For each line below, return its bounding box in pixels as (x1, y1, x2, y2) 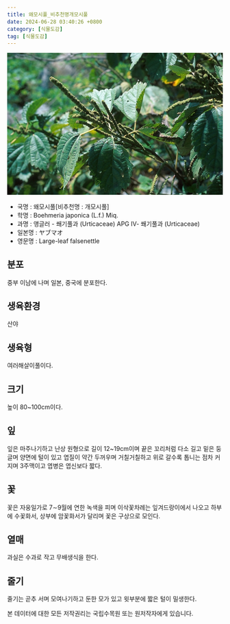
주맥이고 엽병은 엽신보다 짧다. (23, 461, 103, 470)
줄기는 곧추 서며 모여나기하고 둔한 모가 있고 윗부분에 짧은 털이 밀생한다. (7, 594, 197, 603)
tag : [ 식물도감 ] (7, 33, 48, 40)
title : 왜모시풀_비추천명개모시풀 (7, 11, 88, 18)
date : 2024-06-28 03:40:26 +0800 (7, 18, 103, 25)
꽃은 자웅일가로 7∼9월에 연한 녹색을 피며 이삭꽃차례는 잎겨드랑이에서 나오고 (7, 503, 209, 511)
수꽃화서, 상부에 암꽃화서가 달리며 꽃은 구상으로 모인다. (14, 511, 161, 520)
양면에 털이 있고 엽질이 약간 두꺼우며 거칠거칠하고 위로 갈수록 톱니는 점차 (19, 453, 214, 461)
